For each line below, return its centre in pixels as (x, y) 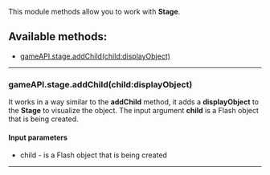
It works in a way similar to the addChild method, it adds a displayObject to (134, 102)
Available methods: (58, 37)
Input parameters (38, 137)
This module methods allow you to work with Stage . (94, 12)
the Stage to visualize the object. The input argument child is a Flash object (134, 111)
